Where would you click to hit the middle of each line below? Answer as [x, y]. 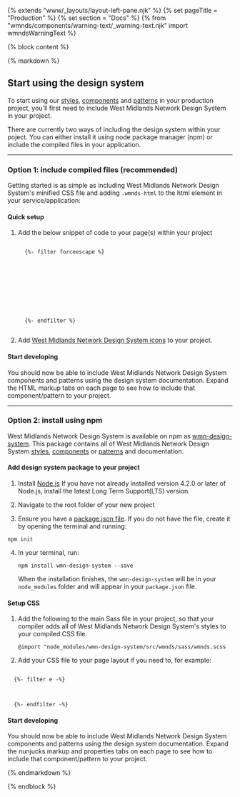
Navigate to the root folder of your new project [86, 505]
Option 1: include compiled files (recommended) [93, 169]
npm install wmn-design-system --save [75, 566]
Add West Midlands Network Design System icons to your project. [115, 340]
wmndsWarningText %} [42, 33]
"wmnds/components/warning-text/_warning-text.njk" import [97, 25]
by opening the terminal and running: [72, 526]
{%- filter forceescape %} [65, 252]
